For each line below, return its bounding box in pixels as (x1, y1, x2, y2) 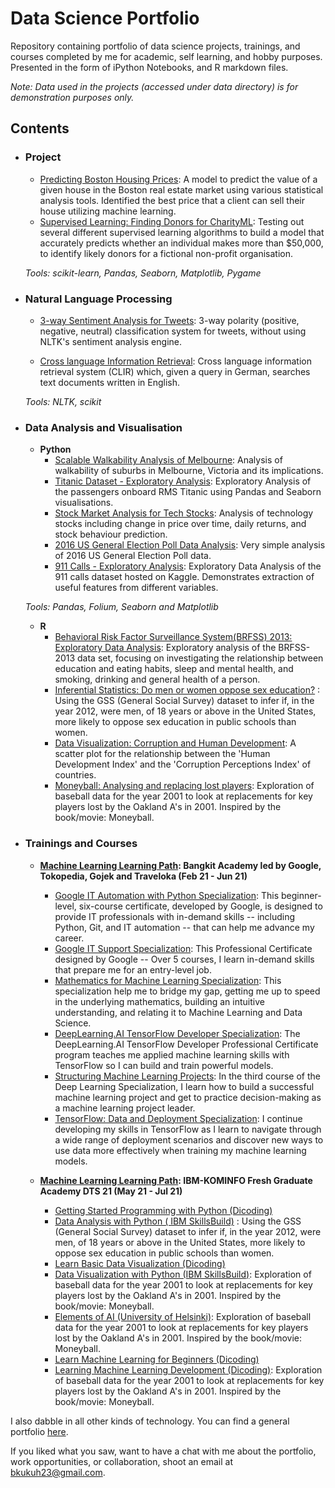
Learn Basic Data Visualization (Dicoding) (54, 1257, 226, 1269)
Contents (10, 120, 70, 137)
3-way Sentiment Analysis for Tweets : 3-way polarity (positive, (39, 314, 300, 326)
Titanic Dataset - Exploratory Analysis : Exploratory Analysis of (54, 475, 312, 487)
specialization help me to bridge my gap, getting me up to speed (54, 985, 321, 997)
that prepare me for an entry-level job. (54, 963, 212, 976)
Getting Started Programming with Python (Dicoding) (54, 1204, 273, 1216)
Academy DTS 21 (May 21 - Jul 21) (39, 1185, 183, 1197)
